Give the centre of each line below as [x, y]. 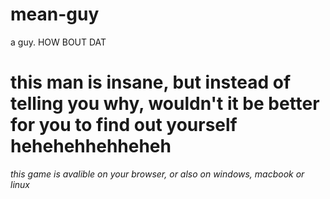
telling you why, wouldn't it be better [165, 104]
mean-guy [55, 14]
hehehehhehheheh [91, 146]
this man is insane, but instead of [151, 82]
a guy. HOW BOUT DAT [58, 42]
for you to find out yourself [124, 125]
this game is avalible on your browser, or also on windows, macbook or [157, 174]
